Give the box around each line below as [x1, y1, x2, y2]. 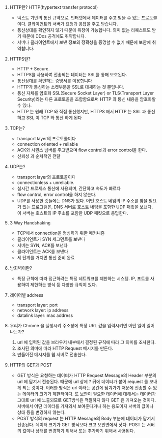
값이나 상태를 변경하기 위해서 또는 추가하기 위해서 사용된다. [22, 428, 135, 434]
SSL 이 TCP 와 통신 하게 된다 [26, 115, 82, 121]
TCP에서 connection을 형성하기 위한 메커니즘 [17, 230, 105, 236]
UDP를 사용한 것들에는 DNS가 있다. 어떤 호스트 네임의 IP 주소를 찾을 [17, 198, 148, 203]
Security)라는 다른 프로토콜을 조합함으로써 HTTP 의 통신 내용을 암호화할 [17, 96, 156, 102]
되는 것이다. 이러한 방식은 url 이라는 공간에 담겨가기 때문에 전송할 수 [22, 385, 152, 390]
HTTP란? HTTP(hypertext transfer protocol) [9, 4, 98, 10]
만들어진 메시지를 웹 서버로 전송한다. [17, 351, 87, 357]
